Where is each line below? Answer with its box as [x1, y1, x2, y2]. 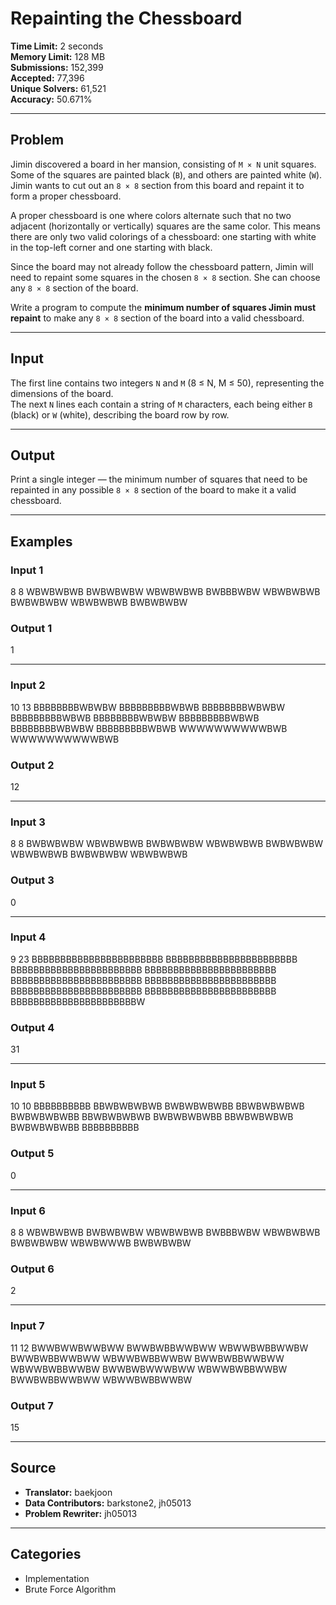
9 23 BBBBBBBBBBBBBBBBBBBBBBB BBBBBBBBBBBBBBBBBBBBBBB [10, 953, 298, 965]
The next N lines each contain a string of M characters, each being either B [10, 398, 313, 410]
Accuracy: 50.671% [10, 93, 93, 105]
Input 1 [10, 563, 44, 577]
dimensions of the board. [10, 387, 114, 399]
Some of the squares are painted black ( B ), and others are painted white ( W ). [10, 168, 323, 181]
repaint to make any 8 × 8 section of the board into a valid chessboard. [10, 312, 305, 324]
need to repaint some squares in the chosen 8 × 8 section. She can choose [10, 271, 321, 283]
